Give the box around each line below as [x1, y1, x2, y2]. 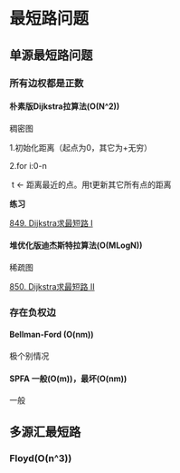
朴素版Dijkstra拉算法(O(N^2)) [9, 101, 120, 112]
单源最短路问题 [9, 47, 93, 63]
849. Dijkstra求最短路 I [9, 217, 93, 228]
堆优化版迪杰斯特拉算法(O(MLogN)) [9, 240, 143, 251]
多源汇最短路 [9, 424, 81, 439]
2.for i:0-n [9, 160, 47, 171]
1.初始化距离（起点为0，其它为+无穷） [9, 142, 152, 153]
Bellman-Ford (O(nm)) [9, 329, 94, 340]
